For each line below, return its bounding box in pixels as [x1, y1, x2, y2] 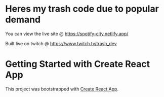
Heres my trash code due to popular [5, 3, 159, 15]
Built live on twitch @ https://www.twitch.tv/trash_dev [5, 40, 117, 46]
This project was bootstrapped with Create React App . [5, 86, 119, 92]
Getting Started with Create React [5, 58, 150, 70]
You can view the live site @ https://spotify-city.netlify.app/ [5, 30, 129, 37]
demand [5, 14, 41, 25]
